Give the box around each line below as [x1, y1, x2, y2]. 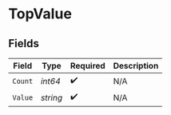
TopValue [8, 5, 72, 23]
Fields [8, 37, 40, 50]
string [40, 92, 62, 103]
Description [113, 61, 159, 71]
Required [70, 61, 105, 71]
